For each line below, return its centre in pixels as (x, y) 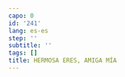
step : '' (23, 38)
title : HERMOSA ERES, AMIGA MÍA (62, 61)
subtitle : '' (30, 46)
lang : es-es (28, 30)
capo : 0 (21, 16)
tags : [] (23, 53)
